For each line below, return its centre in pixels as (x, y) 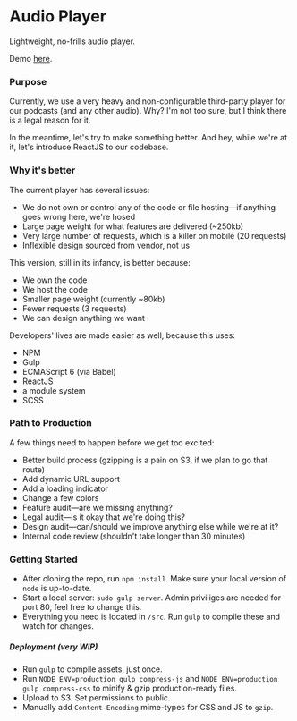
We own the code (55, 280)
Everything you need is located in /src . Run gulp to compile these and (151, 617)
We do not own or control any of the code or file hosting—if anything (148, 207)
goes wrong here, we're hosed (79, 216)
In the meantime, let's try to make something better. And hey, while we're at (148, 138)
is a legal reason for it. (50, 120)
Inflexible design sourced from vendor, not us (106, 245)
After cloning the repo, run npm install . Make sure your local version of (154, 579)
